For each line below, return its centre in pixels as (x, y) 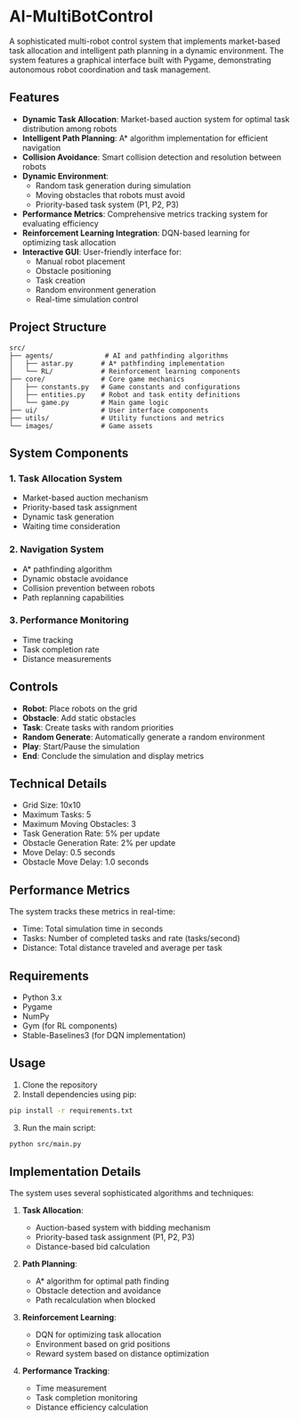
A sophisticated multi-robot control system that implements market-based (145, 41)
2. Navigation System (57, 549)
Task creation (61, 280)
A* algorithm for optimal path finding (102, 1281)
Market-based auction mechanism (85, 498)
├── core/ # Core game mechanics (97, 379)
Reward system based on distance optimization (122, 1354)
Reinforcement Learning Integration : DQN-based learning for (136, 233)
